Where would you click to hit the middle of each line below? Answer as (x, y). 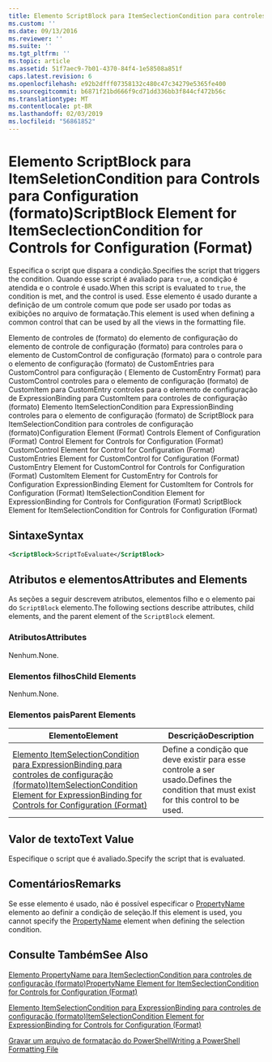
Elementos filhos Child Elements (72, 676)
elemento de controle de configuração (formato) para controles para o (126, 346)
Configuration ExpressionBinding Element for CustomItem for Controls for (131, 484)
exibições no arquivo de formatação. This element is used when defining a (132, 313)
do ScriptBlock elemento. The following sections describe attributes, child (131, 608)
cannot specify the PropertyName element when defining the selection (127, 921)
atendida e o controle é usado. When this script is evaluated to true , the (127, 287)
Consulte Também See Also (78, 955)
